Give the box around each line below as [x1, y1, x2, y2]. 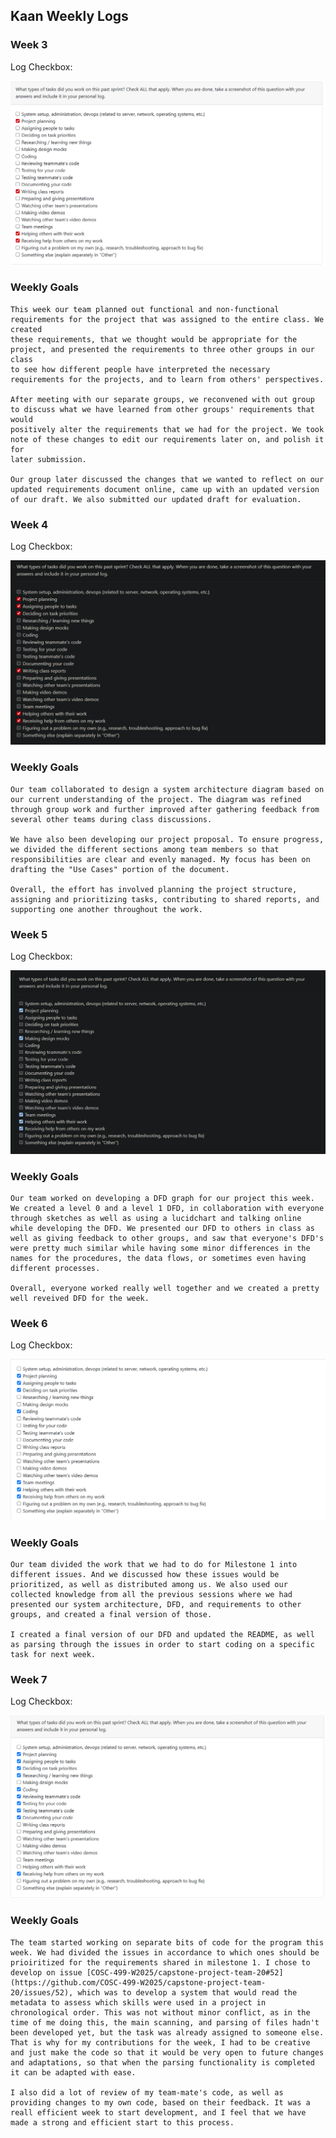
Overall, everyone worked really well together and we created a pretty [10, 1284, 320, 1294]
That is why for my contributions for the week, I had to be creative [10, 2037, 311, 2048]
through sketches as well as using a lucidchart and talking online [10, 1214, 302, 1224]
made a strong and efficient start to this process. [10, 2117, 235, 2128]
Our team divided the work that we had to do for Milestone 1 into [10, 1560, 298, 1570]
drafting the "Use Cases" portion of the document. [10, 864, 230, 874]
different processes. [10, 1264, 101, 1274]
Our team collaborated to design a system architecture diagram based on [10, 784, 325, 794]
